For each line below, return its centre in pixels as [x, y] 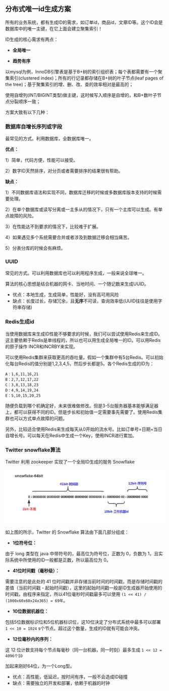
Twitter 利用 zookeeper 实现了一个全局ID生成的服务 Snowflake [70, 462]
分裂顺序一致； [25, 101]
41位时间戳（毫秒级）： [36, 570]
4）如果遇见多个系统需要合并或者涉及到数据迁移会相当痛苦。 [69, 238]
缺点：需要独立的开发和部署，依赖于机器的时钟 [61, 683]
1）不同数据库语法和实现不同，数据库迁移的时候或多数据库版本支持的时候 [81, 193]
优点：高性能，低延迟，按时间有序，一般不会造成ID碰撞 [70, 677]
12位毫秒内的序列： [33, 639]
